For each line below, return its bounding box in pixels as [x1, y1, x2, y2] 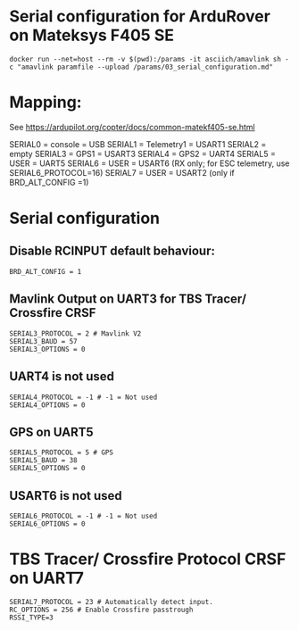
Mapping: [9, 92, 82, 112]
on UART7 [9, 569, 85, 588]
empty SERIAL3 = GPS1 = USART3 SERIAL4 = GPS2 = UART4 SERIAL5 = [9, 148, 277, 159]
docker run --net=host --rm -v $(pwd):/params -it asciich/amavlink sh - [9, 54, 290, 63]
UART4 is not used [9, 369, 114, 385]
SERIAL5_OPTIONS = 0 [9, 464, 87, 473]
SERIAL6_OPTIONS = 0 [9, 519, 87, 528]
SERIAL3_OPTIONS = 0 [9, 345, 87, 353]
